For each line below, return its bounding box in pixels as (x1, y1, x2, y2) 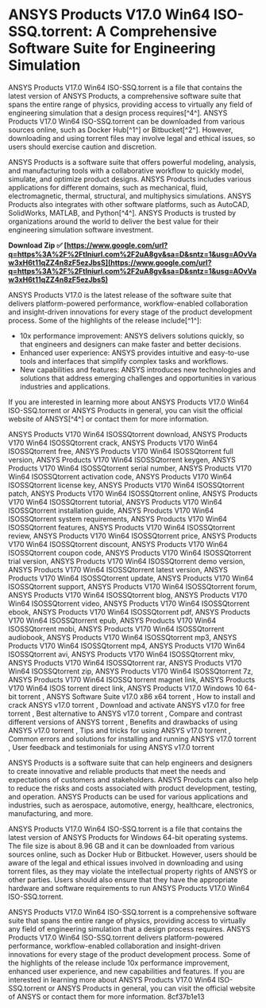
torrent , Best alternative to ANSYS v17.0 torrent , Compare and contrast (8, 709, 243, 718)
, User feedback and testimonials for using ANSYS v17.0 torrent (8, 742, 214, 752)
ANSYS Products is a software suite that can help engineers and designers (8, 758, 253, 768)
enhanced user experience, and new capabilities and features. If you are (8, 966, 245, 976)
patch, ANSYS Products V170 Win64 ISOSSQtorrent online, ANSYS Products (8, 488, 258, 498)
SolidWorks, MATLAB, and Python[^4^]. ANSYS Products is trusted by (8, 208, 237, 217)
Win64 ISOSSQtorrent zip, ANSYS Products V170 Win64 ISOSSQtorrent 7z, (8, 666, 253, 676)
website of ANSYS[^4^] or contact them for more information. (8, 414, 209, 424)
